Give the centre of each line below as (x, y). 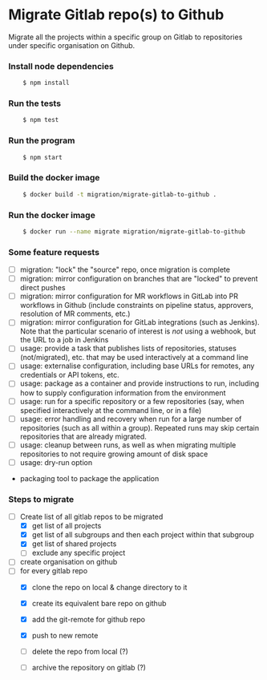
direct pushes (42, 288)
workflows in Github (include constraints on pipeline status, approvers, (137, 306)
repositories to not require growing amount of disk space (114, 454)
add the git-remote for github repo (89, 619)
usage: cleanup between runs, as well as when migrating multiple (128, 445)
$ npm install (46, 83)
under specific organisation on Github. (72, 45)
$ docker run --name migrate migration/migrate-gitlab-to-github (134, 231)
